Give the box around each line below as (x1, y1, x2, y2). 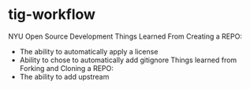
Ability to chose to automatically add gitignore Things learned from (19, 55, 237, 65)
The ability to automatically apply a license (19, 46, 159, 56)
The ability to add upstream (19, 72, 110, 81)
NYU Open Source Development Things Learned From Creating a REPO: (8, 32, 243, 41)
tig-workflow (8, 6, 96, 24)
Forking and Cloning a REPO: (19, 63, 114, 72)
